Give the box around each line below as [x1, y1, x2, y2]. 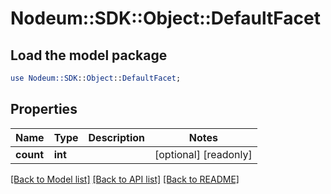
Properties [10, 101, 78, 118]
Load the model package [10, 47, 168, 64]
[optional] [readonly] [154, 147, 253, 161]
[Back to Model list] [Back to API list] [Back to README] [10, 173, 240, 185]
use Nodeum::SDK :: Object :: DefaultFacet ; [10, 73, 182, 83]
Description [88, 130, 145, 144]
